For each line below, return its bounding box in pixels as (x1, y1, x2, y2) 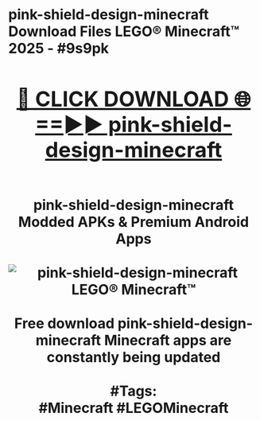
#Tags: (110, 382, 157, 400)
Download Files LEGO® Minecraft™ (8, 22, 240, 41)
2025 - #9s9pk (8, 40, 110, 57)
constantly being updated (46, 348, 221, 366)
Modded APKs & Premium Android (18, 212, 249, 231)
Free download (14, 314, 115, 332)
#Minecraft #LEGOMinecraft (38, 399, 229, 417)
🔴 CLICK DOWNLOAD (16, 85, 229, 112)
